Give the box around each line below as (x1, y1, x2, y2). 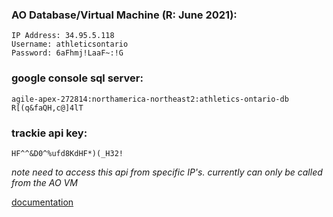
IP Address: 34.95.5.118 (11, 31, 115, 41)
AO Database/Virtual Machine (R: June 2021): (11, 8, 238, 22)
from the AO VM (11, 176, 78, 188)
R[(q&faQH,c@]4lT (11, 103, 84, 113)
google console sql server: (11, 71, 144, 85)
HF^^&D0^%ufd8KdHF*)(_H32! (11, 148, 124, 158)
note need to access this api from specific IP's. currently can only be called (11, 166, 323, 178)
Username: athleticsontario (11, 39, 129, 50)
